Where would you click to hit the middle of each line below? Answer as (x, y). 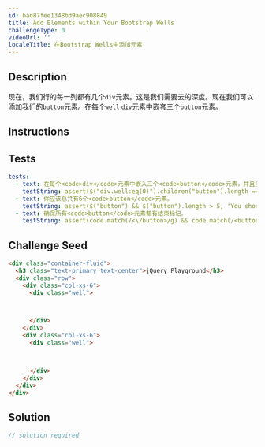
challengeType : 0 (37, 30)
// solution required (44, 436)
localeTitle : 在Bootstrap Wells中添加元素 (75, 45)
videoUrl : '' (30, 37)
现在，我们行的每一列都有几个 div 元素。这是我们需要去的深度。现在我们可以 (131, 96)
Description (37, 77)
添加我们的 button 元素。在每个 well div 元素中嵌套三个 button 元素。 (115, 106)
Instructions (39, 132)
